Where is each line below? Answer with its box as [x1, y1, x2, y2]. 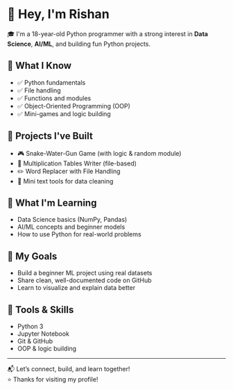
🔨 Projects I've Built [7, 130, 94, 142]
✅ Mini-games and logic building [17, 109, 111, 117]
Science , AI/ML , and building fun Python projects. [7, 40, 151, 48]
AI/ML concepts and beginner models [17, 222, 126, 231]
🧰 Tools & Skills [7, 304, 74, 316]
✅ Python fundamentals [17, 78, 86, 86]
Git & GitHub [17, 337, 53, 345]
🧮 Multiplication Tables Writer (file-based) [17, 159, 137, 168]
